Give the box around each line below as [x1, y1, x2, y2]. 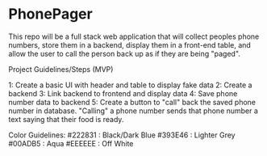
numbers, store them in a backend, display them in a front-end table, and [8, 40, 252, 49]
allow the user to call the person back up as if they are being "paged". [8, 48, 240, 58]
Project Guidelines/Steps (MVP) [8, 64, 114, 74]
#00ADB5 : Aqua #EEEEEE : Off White [8, 138, 134, 148]
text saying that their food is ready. [8, 114, 124, 124]
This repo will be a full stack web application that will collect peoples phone [8, 32, 260, 41]
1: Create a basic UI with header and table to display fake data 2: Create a [8, 80, 252, 90]
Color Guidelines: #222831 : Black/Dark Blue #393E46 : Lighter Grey [8, 130, 236, 140]
